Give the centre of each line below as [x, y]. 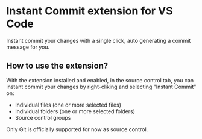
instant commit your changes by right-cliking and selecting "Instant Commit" [101, 87]
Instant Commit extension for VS [90, 11]
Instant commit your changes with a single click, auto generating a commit [99, 40]
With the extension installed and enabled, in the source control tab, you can [100, 80]
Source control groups [43, 117]
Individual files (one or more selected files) [68, 105]
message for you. [28, 47]
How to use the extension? [57, 66]
